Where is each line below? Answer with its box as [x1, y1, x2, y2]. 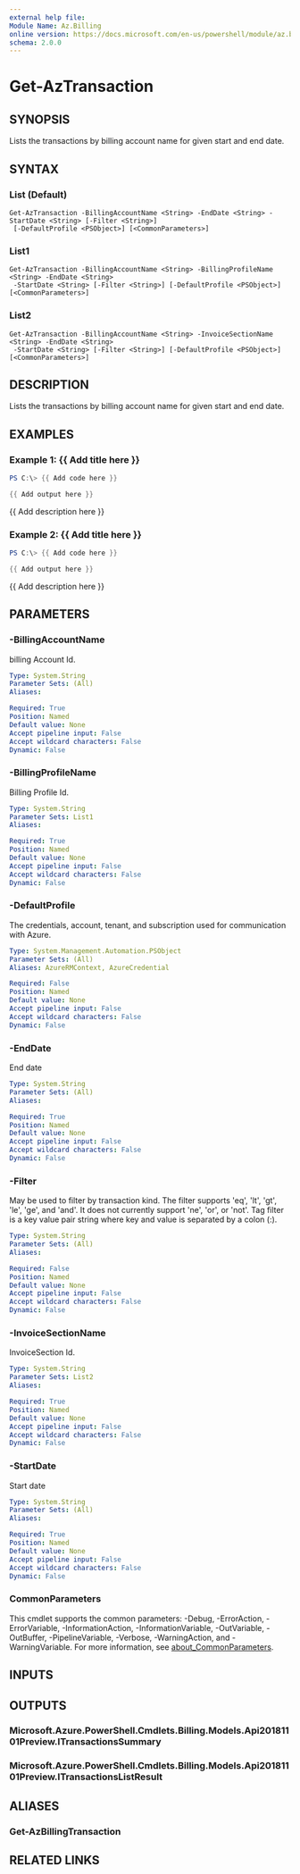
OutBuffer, [9, 1632, 47, 1643]
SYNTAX [9, 162, 60, 177]
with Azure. [9, 929, 52, 940]
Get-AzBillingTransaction [9, 1825, 121, 1837]
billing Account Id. [9, 654, 76, 665]
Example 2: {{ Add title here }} [9, 528, 143, 540]
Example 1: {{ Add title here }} [9, 453, 140, 465]
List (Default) [9, 188, 68, 201]
